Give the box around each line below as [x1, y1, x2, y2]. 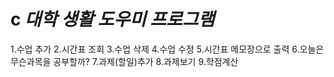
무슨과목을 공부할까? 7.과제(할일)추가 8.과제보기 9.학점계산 [10, 55, 239, 67]
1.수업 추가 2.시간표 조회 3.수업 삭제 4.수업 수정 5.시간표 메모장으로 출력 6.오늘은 [10, 43, 325, 55]
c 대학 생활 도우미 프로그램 [10, 8, 215, 31]
